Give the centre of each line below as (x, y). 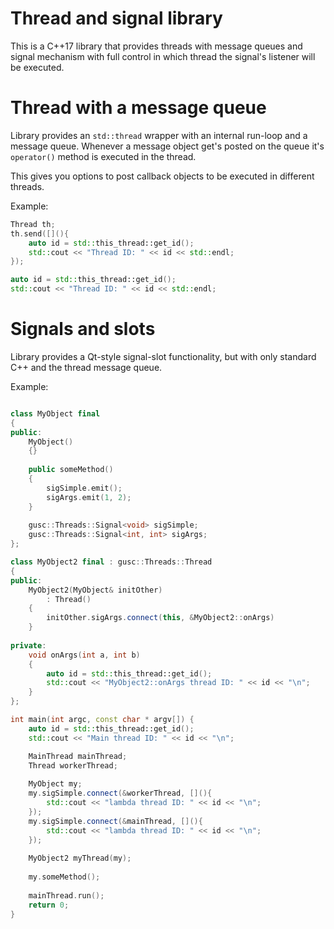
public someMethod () (71, 470)
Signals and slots (83, 329)
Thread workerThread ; (73, 765)
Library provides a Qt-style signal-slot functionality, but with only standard (163, 356)
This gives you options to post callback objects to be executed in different (162, 176)
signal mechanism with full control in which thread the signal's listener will (163, 56)
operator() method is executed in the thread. (103, 156)
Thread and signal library (116, 18)
